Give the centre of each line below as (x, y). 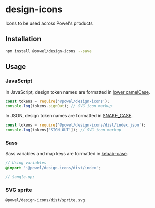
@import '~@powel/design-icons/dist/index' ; (53, 168)
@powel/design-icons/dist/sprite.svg (45, 200)
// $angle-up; (20, 177)
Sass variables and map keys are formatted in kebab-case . (67, 154)
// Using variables (26, 163)
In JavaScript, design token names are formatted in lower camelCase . (78, 92)
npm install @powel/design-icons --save (49, 51)
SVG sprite (19, 190)
